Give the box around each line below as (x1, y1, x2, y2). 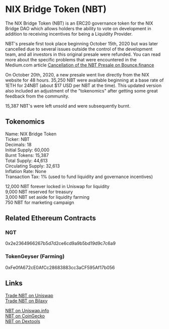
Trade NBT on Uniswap (5, 292, 53, 298)
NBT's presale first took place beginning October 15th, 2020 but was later (5, 40, 158, 46)
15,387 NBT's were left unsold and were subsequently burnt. (5, 103, 131, 109)
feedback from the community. (5, 93, 70, 99)
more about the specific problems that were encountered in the (5, 56, 137, 62)
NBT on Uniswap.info (5, 307, 49, 313)
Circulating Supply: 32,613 (5, 162, 60, 169)
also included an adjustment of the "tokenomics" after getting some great (5, 88, 158, 94)
